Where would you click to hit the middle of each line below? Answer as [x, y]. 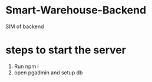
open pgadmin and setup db [48, 72]
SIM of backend [25, 26]
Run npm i [26, 66]
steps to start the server [66, 50]
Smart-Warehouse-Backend [76, 10]
